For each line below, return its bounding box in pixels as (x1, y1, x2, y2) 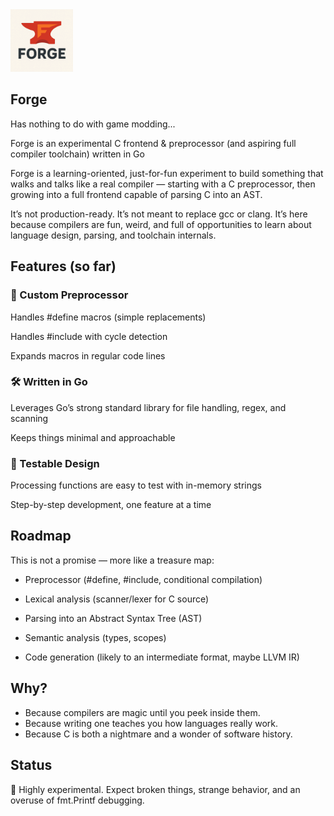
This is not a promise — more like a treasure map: (10, 554, 215, 566)
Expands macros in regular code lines (10, 349, 166, 362)
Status (10, 757, 53, 774)
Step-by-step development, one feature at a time (10, 499, 212, 511)
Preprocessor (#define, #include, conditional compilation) (24, 573, 263, 585)
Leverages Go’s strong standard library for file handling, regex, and (10, 401, 287, 413)
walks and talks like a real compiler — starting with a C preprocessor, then (10, 178, 316, 190)
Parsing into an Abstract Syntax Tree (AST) (24, 612, 203, 624)
